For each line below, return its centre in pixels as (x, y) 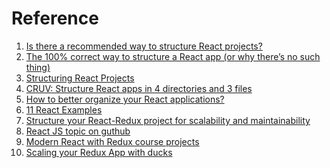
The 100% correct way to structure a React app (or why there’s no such (173, 56)
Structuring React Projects (80, 78)
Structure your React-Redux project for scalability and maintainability (168, 120)
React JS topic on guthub (78, 131)
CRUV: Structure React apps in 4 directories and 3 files (139, 88)
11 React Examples (64, 109)
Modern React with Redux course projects (112, 141)
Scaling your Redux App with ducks (99, 152)
